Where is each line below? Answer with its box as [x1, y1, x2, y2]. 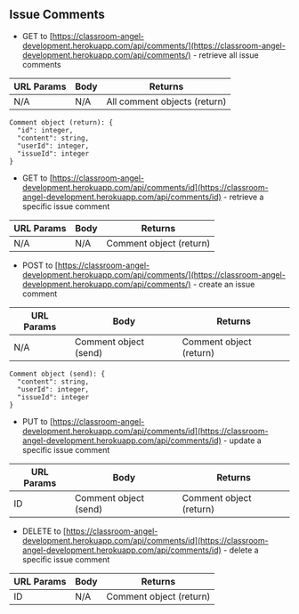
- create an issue [192, 279, 255, 289]
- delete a [223, 545, 260, 555]
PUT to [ [21, 416, 53, 426]
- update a [223, 435, 263, 446]
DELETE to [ [21, 525, 67, 537]
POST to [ [21, 260, 59, 271]
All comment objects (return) [106, 95, 227, 108]
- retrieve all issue [192, 49, 260, 61]
